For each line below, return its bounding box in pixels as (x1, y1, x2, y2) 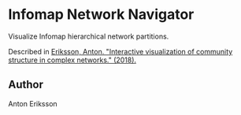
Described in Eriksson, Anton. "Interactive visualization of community (8, 46, 233, 56)
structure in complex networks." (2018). (8, 55, 136, 65)
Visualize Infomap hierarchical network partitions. (8, 32, 169, 41)
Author (8, 78, 43, 91)
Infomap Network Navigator (8, 6, 195, 24)
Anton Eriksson (8, 98, 57, 108)
